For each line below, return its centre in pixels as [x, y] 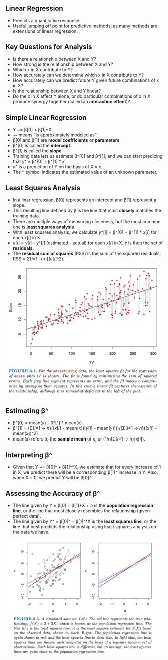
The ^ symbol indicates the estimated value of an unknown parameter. [85, 172]
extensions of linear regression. [45, 31]
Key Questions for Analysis [49, 47]
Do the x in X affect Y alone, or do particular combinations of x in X [81, 96]
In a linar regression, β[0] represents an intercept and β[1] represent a [84, 200]
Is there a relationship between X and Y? [54, 59]
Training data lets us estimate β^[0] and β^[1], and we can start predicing [88, 156]
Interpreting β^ [29, 455]
